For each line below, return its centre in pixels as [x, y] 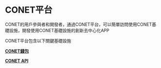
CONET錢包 [17, 51]
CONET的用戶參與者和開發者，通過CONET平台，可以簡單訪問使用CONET [79, 24]
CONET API [17, 61]
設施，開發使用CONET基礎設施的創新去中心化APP [59, 30]
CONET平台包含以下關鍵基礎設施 [38, 41]
